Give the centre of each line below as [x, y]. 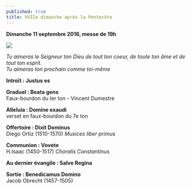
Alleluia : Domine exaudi [36, 109]
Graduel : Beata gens [33, 92]
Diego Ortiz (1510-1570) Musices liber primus [61, 133]
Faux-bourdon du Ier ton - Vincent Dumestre [60, 98]
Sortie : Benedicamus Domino [43, 174]
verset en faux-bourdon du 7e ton [47, 116]
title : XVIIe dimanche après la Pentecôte [59, 17]
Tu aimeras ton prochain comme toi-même [58, 69]
